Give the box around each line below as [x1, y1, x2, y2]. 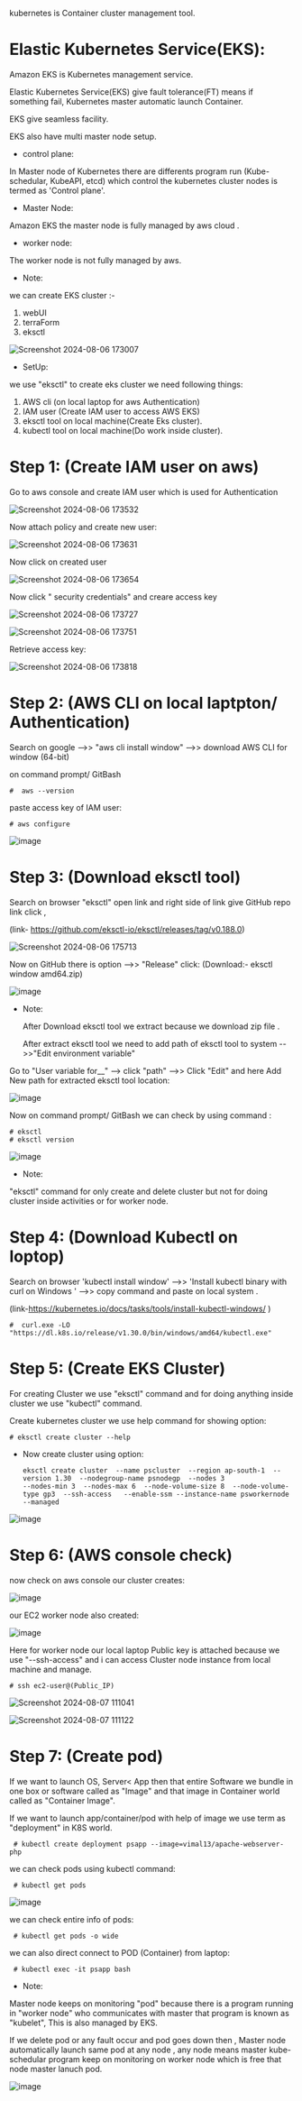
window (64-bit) [9, 751, 70, 762]
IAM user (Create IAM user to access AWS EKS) [22, 406, 200, 417]
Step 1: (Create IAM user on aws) [9, 457, 260, 477]
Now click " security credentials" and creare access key [9, 591, 218, 602]
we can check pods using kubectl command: [9, 1863, 176, 1874]
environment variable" [52, 1048, 135, 1059]
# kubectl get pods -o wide [13, 1931, 119, 1940]
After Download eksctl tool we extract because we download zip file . [22, 1021, 280, 1032]
